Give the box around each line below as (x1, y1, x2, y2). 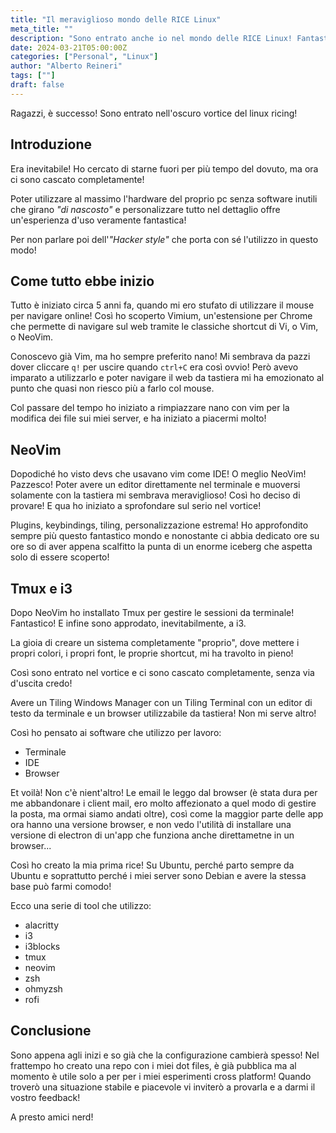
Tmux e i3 (10, 580, 73, 597)
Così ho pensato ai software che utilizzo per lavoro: (10, 727, 222, 738)
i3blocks (24, 941, 61, 952)
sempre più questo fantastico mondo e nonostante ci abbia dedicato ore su (10, 530, 320, 542)
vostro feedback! (10, 1091, 81, 1103)
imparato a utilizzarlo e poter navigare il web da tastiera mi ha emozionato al (10, 372, 325, 384)
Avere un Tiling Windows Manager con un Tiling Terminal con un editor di (10, 697, 313, 708)
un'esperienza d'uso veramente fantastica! (10, 214, 187, 226)
